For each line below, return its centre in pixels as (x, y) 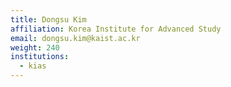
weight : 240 (35, 47)
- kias (33, 66)
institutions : (40, 57)
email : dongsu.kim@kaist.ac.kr (75, 38)
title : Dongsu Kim (48, 19)
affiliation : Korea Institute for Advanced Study (116, 29)
